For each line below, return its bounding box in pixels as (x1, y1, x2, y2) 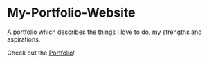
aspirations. (7, 35, 41, 43)
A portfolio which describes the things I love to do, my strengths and (7, 28, 202, 36)
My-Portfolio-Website (7, 5, 136, 21)
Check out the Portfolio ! (7, 48, 75, 57)
